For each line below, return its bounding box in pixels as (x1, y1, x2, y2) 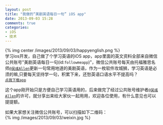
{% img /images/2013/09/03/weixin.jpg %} (5, 114, 91, 120)
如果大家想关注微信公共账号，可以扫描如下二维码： (5, 109, 107, 115)
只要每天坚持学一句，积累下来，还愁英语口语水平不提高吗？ (19, 71, 138, 77)
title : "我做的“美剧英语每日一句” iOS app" (5, 12, 86, 16)
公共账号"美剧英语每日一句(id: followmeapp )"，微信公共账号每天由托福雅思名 (5, 59, 156, 65)
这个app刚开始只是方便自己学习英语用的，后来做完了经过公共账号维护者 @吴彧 (5, 87, 158, 93)
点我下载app (5, 78, 27, 82)
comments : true (5, 20, 36, 26)
